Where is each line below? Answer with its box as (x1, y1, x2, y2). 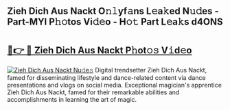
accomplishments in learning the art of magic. (7, 96, 137, 103)
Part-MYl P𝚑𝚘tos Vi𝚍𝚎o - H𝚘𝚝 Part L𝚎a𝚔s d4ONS (7, 16, 223, 28)
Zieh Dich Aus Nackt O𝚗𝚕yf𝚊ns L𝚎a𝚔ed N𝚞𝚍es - (7, 5, 220, 17)
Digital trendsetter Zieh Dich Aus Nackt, (95, 66, 207, 74)
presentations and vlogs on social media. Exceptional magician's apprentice (7, 81, 222, 89)
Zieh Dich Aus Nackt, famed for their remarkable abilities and (7, 88, 180, 96)
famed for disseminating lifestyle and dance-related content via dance (7, 74, 206, 81)
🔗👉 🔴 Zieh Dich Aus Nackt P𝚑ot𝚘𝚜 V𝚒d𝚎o (7, 44, 192, 56)
